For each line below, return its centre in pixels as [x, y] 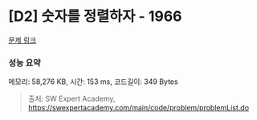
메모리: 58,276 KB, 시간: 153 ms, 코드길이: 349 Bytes [93, 82]
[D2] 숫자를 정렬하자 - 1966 [95, 16]
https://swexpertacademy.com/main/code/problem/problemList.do [139, 108]
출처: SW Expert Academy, [71, 99]
